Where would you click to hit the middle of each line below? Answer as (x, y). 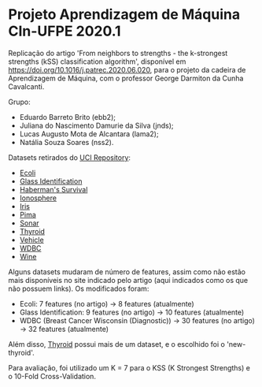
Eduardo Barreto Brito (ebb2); (68, 117)
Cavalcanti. (26, 86)
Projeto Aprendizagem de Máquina (124, 15)
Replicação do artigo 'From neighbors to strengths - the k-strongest (118, 53)
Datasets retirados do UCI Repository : (70, 157)
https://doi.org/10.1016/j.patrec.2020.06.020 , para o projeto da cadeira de (127, 69)
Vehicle (32, 240)
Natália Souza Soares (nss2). (66, 142)
